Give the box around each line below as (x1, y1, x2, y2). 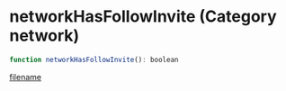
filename (9, 71, 42, 82)
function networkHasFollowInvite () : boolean (9, 55, 179, 64)
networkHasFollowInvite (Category (9, 6, 277, 27)
